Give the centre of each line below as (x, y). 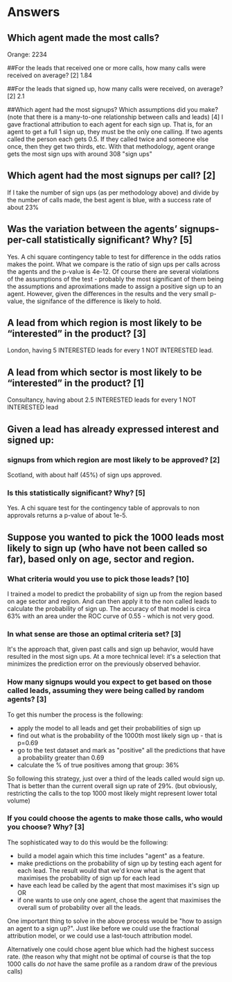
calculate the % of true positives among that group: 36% (98, 764)
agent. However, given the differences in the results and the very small (108, 293)
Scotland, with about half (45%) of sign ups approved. (84, 475)
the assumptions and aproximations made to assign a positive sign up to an (114, 286)
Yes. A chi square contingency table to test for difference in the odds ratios (114, 256)
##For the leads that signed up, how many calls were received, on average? (115, 89)
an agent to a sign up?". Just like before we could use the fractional (103, 928)
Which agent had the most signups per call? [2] (111, 175)
